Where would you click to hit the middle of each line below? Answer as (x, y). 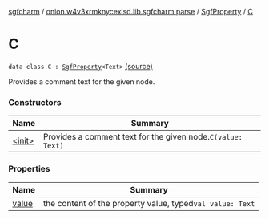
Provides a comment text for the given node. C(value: (143, 137)
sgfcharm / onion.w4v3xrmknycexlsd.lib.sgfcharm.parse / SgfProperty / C (131, 12)
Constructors (35, 102)
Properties (29, 169)
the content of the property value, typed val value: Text (149, 203)
